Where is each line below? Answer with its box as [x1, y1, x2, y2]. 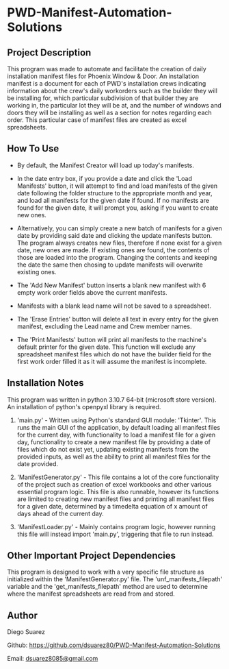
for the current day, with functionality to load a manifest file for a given [16, 430, 216, 439]
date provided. [16, 459, 59, 467]
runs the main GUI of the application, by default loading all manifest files [16, 423, 221, 431]
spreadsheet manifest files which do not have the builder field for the [16, 350, 212, 358]
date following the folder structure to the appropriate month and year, [16, 188, 213, 197]
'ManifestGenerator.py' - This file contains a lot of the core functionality [16, 473, 219, 481]
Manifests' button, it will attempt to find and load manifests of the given [16, 182, 218, 190]
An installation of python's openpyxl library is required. [7, 402, 161, 411]
